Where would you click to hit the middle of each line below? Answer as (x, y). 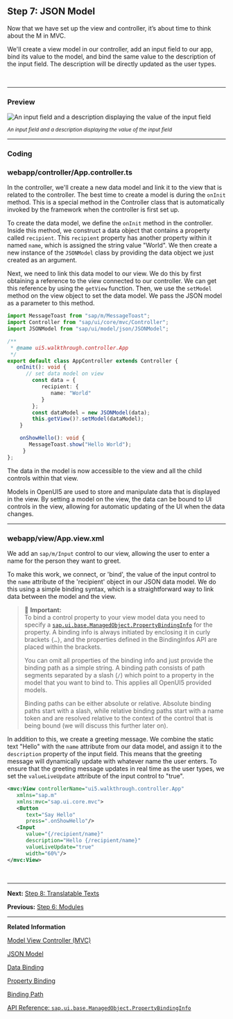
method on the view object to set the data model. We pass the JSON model (115, 296)
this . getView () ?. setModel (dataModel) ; (88, 419)
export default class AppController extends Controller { (93, 361)
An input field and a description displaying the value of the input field (89, 130)
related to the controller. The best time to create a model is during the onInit (116, 195)
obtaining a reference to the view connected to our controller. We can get (112, 281)
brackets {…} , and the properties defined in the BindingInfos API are (120, 640)
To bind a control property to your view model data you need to (115, 617)
